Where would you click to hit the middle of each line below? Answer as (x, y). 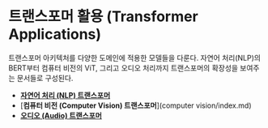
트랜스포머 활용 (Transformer (103, 17)
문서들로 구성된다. (45, 78)
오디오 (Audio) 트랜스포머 (61, 115)
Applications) (55, 34)
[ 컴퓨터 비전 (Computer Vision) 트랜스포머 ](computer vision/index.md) (136, 105)
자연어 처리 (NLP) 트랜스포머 (65, 95)
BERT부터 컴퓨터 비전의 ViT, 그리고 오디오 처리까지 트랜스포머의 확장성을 (123, 68)
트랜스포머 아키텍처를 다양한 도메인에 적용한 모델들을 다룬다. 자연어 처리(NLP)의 (135, 58)
